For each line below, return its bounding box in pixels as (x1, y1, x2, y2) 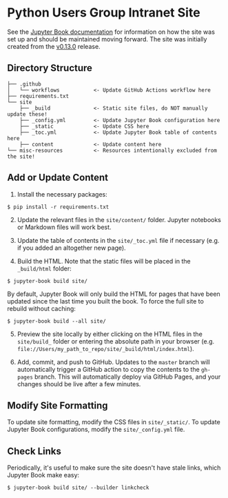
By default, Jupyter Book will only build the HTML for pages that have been (7, 290, 220, 298)
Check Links (7, 445, 62, 457)
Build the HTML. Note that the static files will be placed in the (17, 257, 191, 265)
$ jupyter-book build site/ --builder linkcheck (7, 484, 149, 491)
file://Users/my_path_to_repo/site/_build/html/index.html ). (17, 344, 194, 352)
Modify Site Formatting (7, 399, 108, 411)
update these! (7, 110, 48, 118)
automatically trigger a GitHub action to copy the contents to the (17, 365, 200, 373)
